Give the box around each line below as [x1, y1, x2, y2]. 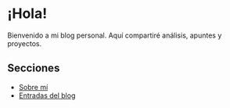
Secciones [7, 62, 60, 75]
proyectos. [7, 38, 42, 48]
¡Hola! [7, 5, 48, 23]
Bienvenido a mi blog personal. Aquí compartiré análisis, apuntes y [7, 31, 222, 40]
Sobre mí [18, 82, 49, 92]
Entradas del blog [18, 91, 76, 100]
